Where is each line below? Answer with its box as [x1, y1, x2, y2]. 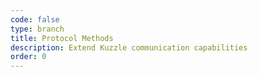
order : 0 [10, 52, 47, 62]
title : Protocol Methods [10, 33, 114, 43]
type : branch [10, 24, 65, 34]
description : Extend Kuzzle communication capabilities [10, 42, 248, 53]
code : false [10, 14, 60, 25]
